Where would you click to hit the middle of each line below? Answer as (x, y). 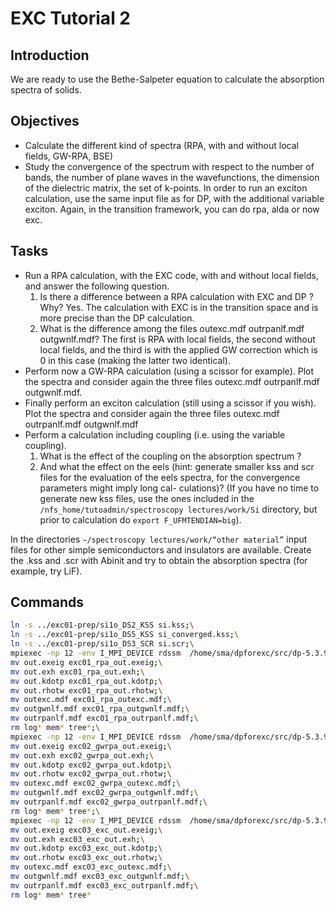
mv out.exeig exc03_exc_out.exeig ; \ (86, 830)
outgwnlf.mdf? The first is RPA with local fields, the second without (177, 339)
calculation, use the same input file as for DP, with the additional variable (174, 198)
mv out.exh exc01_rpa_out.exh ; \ (77, 672)
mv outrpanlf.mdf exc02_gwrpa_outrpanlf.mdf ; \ (109, 802)
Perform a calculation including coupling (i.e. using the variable (155, 434)
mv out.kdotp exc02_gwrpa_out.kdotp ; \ (91, 765)
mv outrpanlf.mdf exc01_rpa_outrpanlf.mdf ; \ (104, 718)
